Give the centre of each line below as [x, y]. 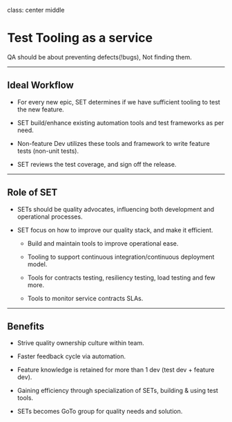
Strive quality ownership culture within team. [80, 343]
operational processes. [50, 217]
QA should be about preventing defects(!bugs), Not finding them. [99, 57]
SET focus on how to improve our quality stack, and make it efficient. [115, 230]
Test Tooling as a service [80, 38]
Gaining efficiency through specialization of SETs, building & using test [118, 391]
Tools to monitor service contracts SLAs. [85, 298]
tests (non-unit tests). [48, 151]
